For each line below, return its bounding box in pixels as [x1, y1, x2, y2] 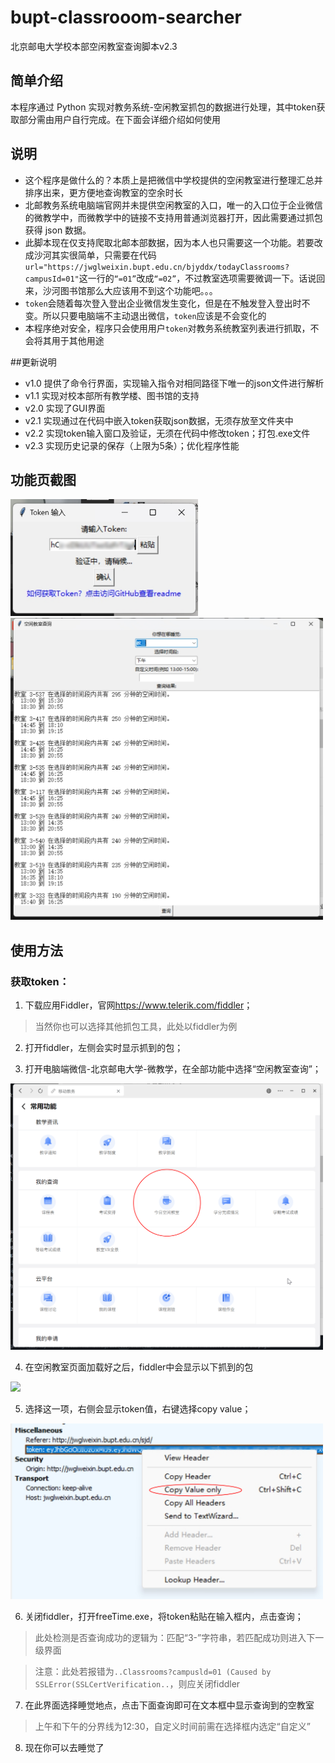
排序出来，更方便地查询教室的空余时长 [24, 186, 183, 198]
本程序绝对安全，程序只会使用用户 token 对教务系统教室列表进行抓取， [24, 322, 311, 334]
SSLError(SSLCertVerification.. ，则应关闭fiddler [34, 1677, 241, 1690]
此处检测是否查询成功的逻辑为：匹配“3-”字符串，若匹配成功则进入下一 [34, 1631, 325, 1643]
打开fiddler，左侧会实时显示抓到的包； [24, 1041, 184, 1053]
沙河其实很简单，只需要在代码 [33, 249, 157, 261]
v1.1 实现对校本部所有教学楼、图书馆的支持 [24, 389, 200, 401]
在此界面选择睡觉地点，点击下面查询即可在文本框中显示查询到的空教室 [24, 1699, 315, 1711]
